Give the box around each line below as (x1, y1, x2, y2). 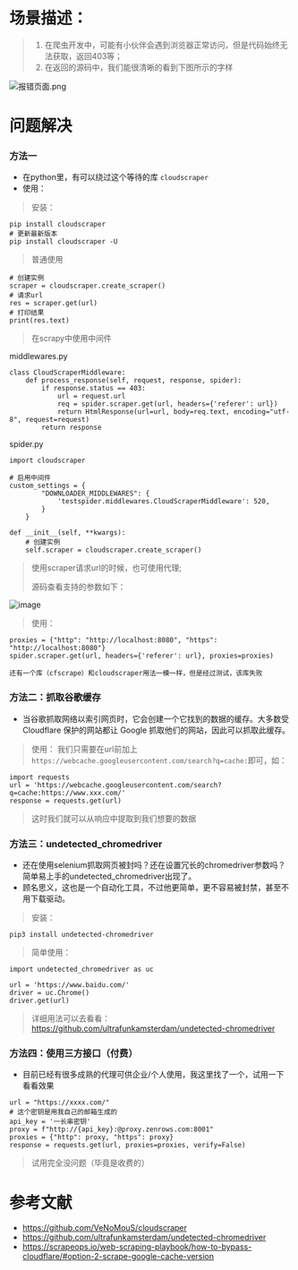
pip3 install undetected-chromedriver (9, 931, 154, 940)
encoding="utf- (233, 408, 291, 416)
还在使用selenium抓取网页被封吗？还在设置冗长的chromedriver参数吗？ (21, 860, 286, 871)
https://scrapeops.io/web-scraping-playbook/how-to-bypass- (21, 1241, 252, 1252)
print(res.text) (9, 316, 70, 325)
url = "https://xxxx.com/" (9, 1098, 110, 1107)
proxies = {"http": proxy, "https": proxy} (9, 1133, 175, 1142)
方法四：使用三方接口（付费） (9, 1047, 139, 1060)
